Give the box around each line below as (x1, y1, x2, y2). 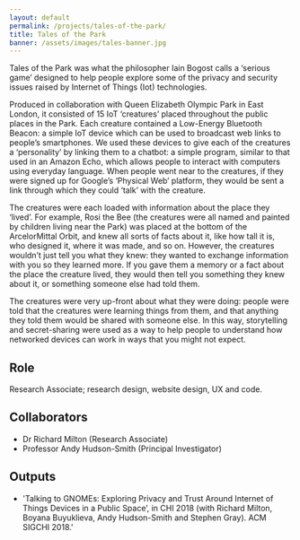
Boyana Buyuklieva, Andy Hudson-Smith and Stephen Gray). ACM (22, 512, 267, 523)
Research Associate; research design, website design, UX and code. (9, 384, 263, 395)
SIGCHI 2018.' (22, 521, 74, 532)
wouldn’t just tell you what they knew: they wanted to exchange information (9, 250, 289, 261)
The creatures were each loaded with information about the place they (9, 203, 270, 213)
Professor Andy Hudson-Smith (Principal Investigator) (22, 443, 223, 454)
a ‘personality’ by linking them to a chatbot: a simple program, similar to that (9, 147, 290, 158)
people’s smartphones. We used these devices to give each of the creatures (9, 137, 291, 148)
